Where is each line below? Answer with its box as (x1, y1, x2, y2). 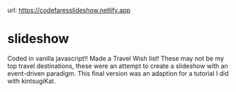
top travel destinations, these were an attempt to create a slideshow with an (7, 62, 228, 70)
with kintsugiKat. (7, 76, 56, 85)
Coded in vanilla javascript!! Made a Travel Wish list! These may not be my (7, 54, 225, 62)
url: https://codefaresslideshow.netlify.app (7, 6, 131, 14)
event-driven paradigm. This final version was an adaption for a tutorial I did (7, 69, 229, 77)
